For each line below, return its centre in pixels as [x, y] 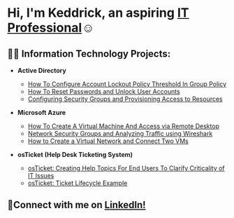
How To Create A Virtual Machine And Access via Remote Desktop [124, 126]
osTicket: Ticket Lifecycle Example [78, 183]
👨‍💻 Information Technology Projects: [89, 54]
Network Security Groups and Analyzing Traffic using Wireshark [120, 134]
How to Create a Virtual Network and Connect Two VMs [108, 141]
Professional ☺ [51, 28]
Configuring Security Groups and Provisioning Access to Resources [125, 99]
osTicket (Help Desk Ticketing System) [75, 155]
